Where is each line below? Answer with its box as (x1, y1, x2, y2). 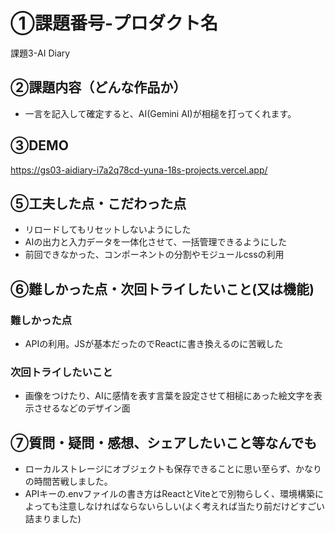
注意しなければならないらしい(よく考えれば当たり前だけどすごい (58, 500, 326, 513)
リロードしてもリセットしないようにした (24, 224, 192, 236)
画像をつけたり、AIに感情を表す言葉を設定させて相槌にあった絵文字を (24, 390, 314, 402)
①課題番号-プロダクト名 (10, 12, 219, 35)
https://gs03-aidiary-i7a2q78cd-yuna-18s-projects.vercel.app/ (10, 164, 268, 176)
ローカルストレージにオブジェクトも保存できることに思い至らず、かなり (24, 463, 322, 475)
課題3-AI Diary (10, 47, 71, 59)
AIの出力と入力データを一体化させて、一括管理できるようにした (24, 236, 288, 248)
